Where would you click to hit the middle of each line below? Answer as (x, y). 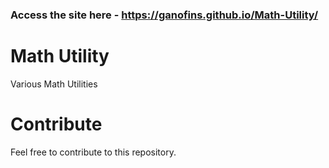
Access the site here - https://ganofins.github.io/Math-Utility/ (164, 15)
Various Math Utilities (54, 84)
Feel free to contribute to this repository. (93, 152)
